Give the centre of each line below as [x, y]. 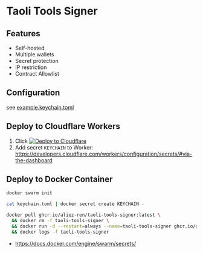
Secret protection [37, 61]
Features [23, 34]
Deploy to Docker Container [60, 179]
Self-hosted [30, 48]
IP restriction [31, 67]
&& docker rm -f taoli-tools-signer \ [61, 221]
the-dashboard [34, 160]
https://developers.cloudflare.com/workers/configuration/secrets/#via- [104, 154]
